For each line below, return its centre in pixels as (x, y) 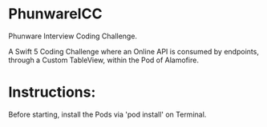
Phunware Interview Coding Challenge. (73, 36)
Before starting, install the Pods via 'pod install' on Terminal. (107, 114)
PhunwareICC (55, 14)
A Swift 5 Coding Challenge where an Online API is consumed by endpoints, (133, 51)
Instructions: (52, 92)
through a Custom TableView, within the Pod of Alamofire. (103, 60)
